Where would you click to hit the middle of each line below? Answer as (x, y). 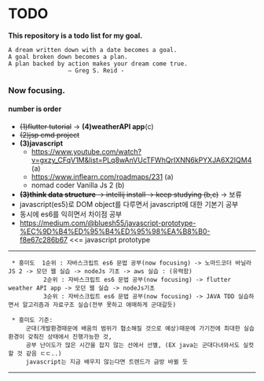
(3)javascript (41, 143)
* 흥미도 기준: (32, 320)
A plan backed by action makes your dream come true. (98, 64)
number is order (35, 109)
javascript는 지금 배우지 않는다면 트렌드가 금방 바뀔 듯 (107, 362)
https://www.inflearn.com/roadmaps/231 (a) (103, 177)
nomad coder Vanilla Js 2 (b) (78, 185)
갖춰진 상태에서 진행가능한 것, (70, 337)
